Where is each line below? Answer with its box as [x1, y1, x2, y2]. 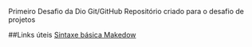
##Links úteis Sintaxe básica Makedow [8, 31, 137, 39]
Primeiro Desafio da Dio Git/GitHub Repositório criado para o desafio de [8, 7, 245, 16]
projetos [8, 15, 36, 24]
